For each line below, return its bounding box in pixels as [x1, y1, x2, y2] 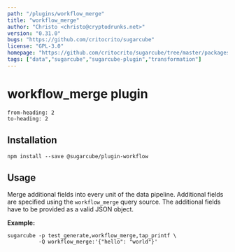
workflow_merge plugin [7, 85, 148, 101]
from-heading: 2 [7, 109, 55, 116]
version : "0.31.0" [7, 29, 61, 37]
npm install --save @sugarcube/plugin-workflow [7, 153, 149, 160]
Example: [7, 218, 36, 227]
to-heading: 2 [7, 115, 49, 122]
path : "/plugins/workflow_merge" [7, 10, 105, 17]
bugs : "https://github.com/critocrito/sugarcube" [7, 36, 155, 43]
